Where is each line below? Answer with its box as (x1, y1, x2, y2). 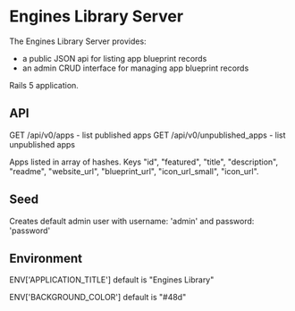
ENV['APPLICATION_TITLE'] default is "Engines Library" (9, 274, 215, 285)
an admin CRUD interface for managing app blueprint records (21, 63, 249, 73)
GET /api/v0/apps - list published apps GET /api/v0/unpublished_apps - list (9, 130, 286, 140)
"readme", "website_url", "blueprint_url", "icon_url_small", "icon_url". (9, 165, 259, 176)
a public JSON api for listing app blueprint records (21, 53, 207, 63)
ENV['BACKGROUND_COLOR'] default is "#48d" (9, 292, 187, 303)
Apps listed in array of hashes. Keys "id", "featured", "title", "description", (9, 156, 279, 167)
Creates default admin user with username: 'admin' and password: (9, 215, 255, 226)
